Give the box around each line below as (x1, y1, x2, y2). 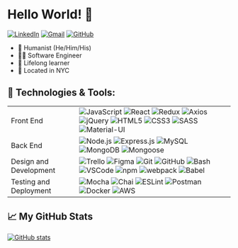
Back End (11, 140, 42, 150)
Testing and (11, 176, 50, 186)
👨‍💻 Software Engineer (17, 51, 82, 60)
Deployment (11, 186, 52, 196)
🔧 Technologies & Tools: (7, 86, 115, 98)
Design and (11, 156, 49, 166)
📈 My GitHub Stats (7, 210, 93, 222)
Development (11, 165, 55, 175)
